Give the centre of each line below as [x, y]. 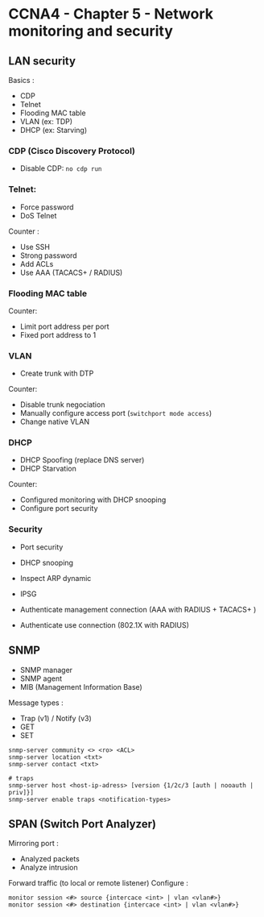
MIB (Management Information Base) [81, 687]
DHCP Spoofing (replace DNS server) [82, 460]
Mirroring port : [33, 844]
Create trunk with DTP [57, 373]
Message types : [36, 703]
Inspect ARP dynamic [56, 578]
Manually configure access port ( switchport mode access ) [116, 413]
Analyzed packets [50, 859]
